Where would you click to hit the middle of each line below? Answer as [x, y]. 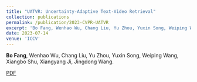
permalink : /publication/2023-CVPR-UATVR [57, 22]
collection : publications [38, 17]
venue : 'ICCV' [23, 39]
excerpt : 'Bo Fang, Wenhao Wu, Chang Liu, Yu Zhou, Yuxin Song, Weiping [97, 28]
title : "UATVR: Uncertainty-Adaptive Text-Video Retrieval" [81, 11]
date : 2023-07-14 [27, 33]
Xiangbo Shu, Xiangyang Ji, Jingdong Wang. [60, 61]
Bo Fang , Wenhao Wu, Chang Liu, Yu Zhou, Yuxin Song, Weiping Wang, [92, 55]
